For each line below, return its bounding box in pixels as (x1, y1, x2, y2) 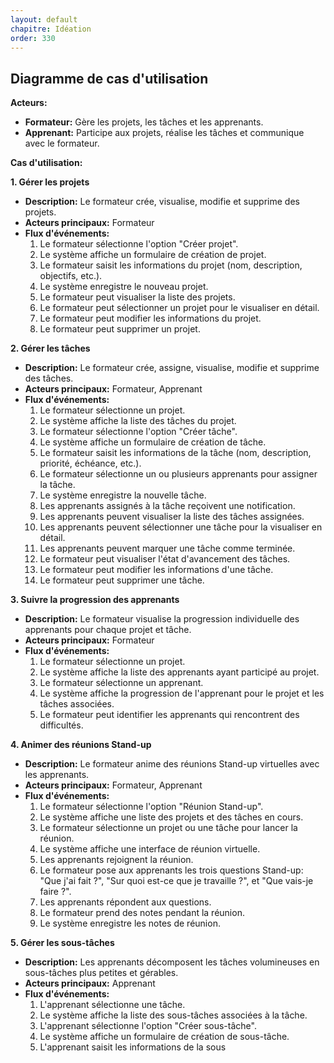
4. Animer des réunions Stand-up (10, 739, 152, 751)
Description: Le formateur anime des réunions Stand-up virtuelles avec (24, 758, 320, 770)
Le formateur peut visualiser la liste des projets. (39, 291, 236, 303)
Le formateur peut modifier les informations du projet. (39, 312, 262, 325)
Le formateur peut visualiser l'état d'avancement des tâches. (39, 553, 291, 565)
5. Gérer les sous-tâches (10, 937, 115, 949)
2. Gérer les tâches (10, 342, 91, 355)
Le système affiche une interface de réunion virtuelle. (39, 843, 261, 855)
